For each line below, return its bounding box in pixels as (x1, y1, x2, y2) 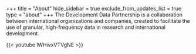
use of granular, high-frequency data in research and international (6, 23, 166, 31)
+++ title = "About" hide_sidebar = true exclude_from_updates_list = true (6, 5, 182, 12)
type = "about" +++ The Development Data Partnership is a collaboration (6, 11, 183, 18)
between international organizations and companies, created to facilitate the (6, 18, 191, 24)
